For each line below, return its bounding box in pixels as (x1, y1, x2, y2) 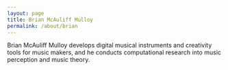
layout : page (7, 10, 45, 17)
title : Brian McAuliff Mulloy (7, 16, 94, 23)
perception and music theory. (7, 56, 90, 64)
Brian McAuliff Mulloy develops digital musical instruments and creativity (7, 41, 212, 50)
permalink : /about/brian (7, 22, 78, 29)
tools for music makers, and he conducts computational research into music (7, 48, 221, 56)
